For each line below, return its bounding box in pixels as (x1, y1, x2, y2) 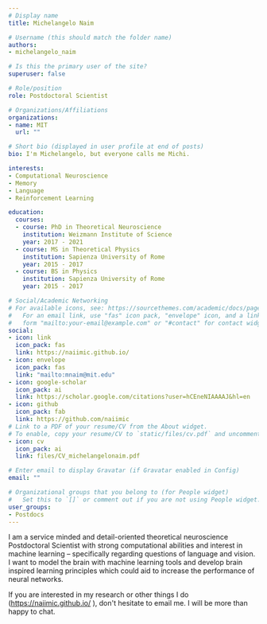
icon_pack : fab (15, 408, 66, 416)
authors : (8, 41, 37, 49)
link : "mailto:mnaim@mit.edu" (15, 371, 115, 379)
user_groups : (8, 503, 52, 511)
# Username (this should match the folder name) (8, 33, 172, 41)
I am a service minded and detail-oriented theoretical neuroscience (8, 532, 229, 542)
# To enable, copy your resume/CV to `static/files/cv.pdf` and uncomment (8, 430, 261, 438)
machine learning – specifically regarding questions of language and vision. (8, 549, 256, 559)
